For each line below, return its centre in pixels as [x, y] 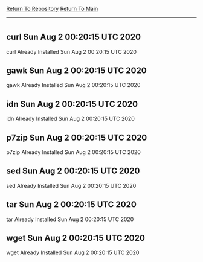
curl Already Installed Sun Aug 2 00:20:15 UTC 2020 [72, 51]
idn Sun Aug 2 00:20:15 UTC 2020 [72, 104]
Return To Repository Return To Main [52, 9]
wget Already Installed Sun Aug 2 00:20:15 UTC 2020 [73, 252]
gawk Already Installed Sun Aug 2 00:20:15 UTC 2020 [73, 85]
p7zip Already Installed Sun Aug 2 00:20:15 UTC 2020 [73, 152]
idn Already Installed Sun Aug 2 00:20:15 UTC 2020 [70, 119]
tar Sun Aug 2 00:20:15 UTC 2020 [72, 205]
